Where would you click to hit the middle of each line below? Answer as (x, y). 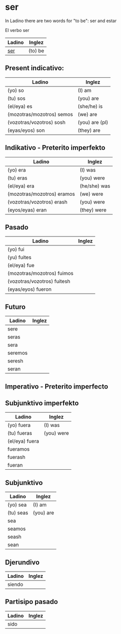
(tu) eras (18, 178)
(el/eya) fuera (23, 441)
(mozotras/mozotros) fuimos (40, 273)
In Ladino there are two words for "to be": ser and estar (61, 21)
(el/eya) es (20, 106)
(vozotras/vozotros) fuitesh (39, 281)
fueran (15, 465)
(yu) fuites (20, 257)
